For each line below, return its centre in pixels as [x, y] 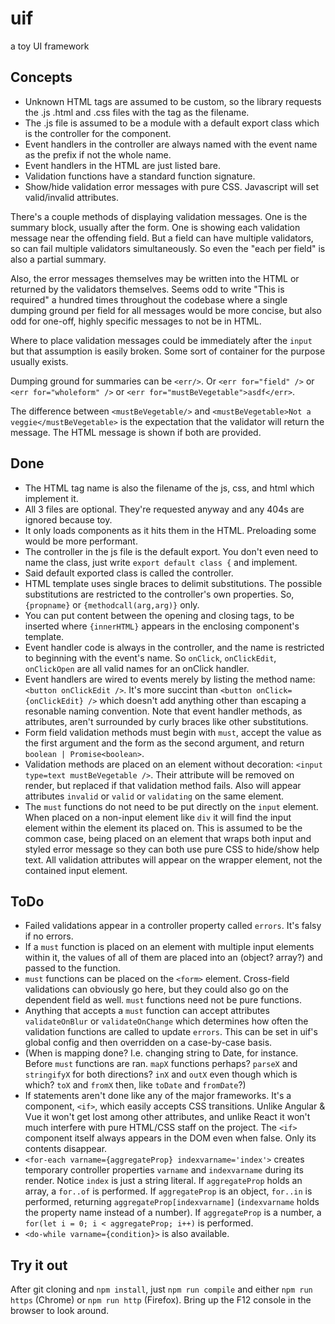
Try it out [39, 1265]
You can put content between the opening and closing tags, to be [159, 615]
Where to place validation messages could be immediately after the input [161, 340]
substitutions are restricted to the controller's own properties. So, [159, 594]
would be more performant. [81, 541]
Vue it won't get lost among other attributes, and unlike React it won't [167, 1117]
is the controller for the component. [98, 133]
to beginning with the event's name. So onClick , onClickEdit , [150, 658]
